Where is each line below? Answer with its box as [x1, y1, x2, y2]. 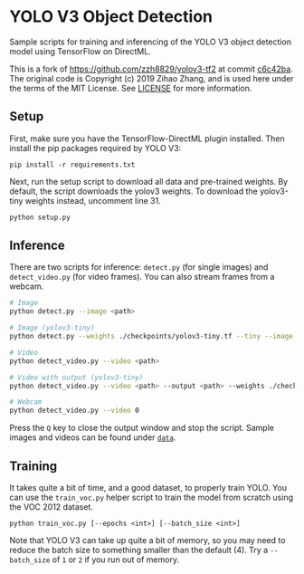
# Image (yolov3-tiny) [9, 323, 95, 332]
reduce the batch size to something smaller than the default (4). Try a [9, 545, 269, 555]
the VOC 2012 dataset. [9, 502, 93, 512]
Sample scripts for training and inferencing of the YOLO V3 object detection [9, 36, 292, 47]
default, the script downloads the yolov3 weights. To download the [9, 186, 258, 196]
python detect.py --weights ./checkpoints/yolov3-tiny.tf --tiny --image [9, 332, 294, 341]
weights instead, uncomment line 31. [24, 195, 161, 206]
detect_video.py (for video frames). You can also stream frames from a [9, 272, 275, 282]
